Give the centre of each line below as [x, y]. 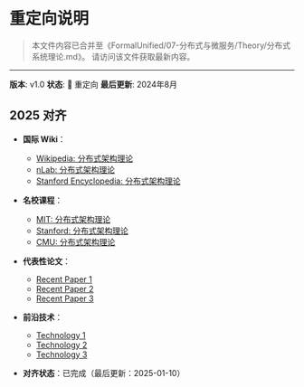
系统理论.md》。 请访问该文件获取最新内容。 [113, 56]
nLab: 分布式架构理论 [76, 169]
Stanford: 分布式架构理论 [82, 231]
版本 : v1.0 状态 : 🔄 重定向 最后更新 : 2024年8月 [94, 84]
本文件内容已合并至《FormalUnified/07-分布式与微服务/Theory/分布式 [161, 45]
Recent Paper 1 [64, 279]
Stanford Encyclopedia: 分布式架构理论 [108, 181]
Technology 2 [62, 345]
